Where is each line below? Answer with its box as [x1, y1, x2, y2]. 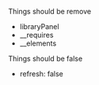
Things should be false [8, 54, 83, 63]
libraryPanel [19, 22, 59, 31]
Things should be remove [8, 7, 92, 16]
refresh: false [19, 69, 63, 78]
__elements [19, 39, 57, 48]
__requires [19, 31, 54, 39]
